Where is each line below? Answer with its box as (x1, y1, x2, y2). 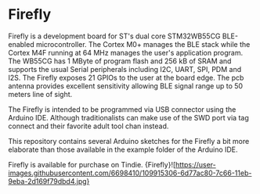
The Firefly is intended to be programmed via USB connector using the (8, 104, 237, 114)
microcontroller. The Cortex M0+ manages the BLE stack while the (35, 39, 251, 48)
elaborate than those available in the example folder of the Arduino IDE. (8, 145, 238, 154)
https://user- (175, 160, 217, 169)
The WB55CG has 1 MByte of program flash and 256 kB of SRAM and (8, 56, 232, 66)
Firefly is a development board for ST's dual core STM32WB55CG (8, 31, 221, 41)
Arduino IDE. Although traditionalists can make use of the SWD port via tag (8, 113, 249, 122)
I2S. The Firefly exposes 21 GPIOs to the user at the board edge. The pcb (8, 73, 244, 82)
